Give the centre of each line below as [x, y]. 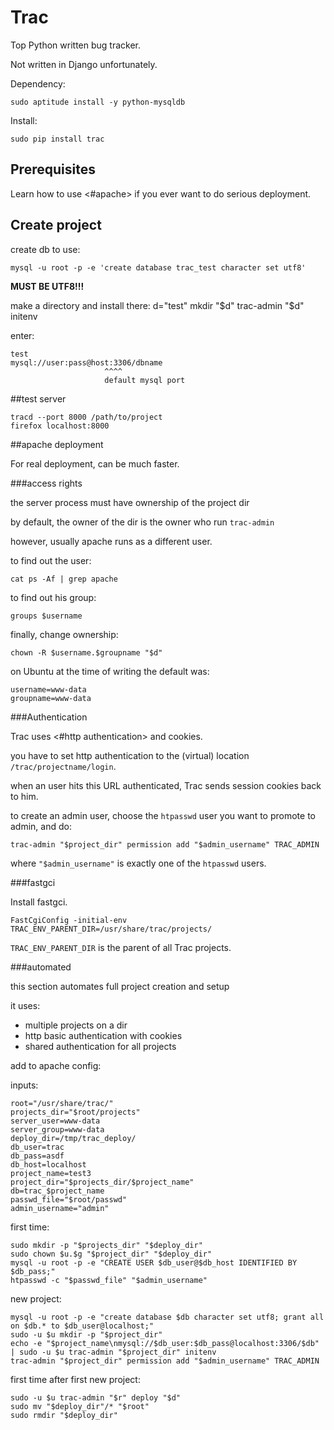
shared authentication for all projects [100, 1046]
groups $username [46, 616]
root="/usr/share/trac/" [62, 1103]
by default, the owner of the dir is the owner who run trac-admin [142, 522]
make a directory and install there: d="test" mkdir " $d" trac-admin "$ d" [157, 305]
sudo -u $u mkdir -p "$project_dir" [86, 1334]
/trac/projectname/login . [63, 766]
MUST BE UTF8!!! [47, 286]
